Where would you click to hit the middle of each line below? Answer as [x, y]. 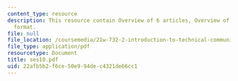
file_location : [30, 40]
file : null [23, 33]
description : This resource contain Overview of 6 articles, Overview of [119, 20]
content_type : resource [42, 14]
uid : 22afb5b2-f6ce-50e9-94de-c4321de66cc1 [73, 66]
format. [25, 27]
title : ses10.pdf [33, 60]
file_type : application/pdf [49, 46]
